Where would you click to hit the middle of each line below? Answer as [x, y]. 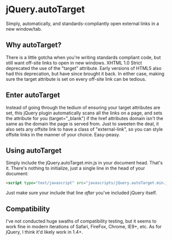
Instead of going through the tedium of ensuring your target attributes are [83, 107]
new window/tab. [24, 29]
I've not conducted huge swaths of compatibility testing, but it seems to [81, 221]
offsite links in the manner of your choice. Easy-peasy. [63, 134]
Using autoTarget [34, 150]
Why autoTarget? [34, 45]
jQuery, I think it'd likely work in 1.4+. [44, 232]
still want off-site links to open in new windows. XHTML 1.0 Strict [74, 63]
